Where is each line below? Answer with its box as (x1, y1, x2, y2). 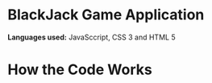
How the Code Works (7, 60, 152, 79)
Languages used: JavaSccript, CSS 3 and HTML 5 (7, 32, 176, 42)
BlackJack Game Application (7, 6, 205, 24)
